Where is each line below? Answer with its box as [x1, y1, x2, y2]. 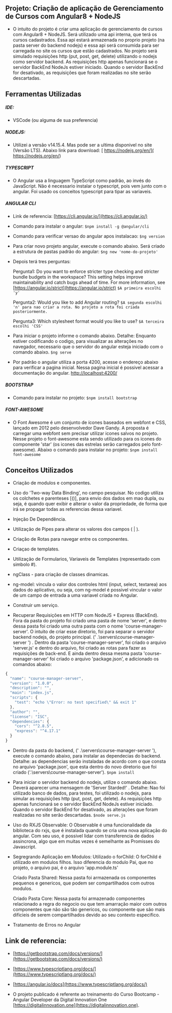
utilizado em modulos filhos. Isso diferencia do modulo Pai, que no [12, 859, 154, 865]
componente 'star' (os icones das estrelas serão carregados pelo [12, 441, 151, 448]
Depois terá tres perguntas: [12, 259, 71, 265]
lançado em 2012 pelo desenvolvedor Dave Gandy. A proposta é [12, 425, 149, 431]
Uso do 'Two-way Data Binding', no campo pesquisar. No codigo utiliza [12, 489, 163, 495]
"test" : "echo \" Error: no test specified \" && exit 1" [14, 700, 137, 705]
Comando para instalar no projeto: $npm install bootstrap [12, 395, 137, 401]
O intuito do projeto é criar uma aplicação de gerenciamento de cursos [12, 26, 163, 32]
